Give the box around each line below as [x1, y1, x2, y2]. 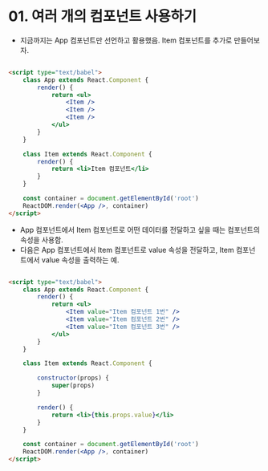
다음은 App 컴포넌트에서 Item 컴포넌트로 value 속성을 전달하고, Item [19, 245, 234, 254]
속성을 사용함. [19, 234, 64, 245]
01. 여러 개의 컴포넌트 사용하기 [8, 7, 197, 26]
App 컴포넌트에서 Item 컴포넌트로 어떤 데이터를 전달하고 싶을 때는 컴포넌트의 [19, 225, 261, 234]
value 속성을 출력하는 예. [41, 254, 120, 265]
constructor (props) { [37, 374, 110, 382]
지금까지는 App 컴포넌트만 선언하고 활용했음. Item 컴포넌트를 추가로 [19, 35, 233, 45]
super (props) [51, 382, 95, 390]
